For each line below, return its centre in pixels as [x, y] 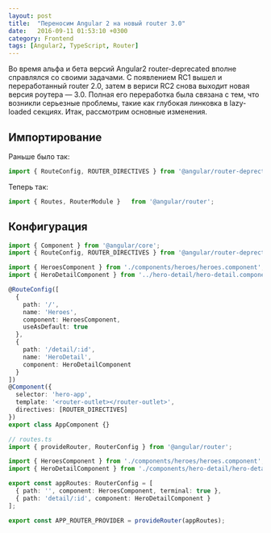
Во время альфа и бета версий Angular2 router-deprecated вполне [122, 69]
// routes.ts [30, 439]
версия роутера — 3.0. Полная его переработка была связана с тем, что [134, 94]
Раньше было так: [39, 156]
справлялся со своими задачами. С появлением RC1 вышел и [115, 78]
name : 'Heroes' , [50, 312]
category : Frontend [41, 38]
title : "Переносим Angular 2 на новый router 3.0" [97, 23]
